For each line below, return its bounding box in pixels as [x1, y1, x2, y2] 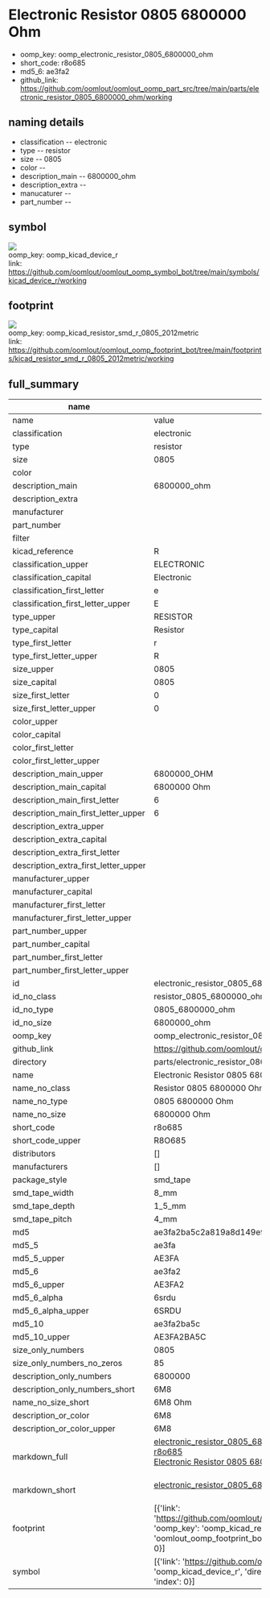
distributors [12, 1148, 56, 1160]
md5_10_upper [12, 1331, 70, 1343]
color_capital [12, 729, 61, 741]
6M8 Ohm [153, 1397, 192, 1408]
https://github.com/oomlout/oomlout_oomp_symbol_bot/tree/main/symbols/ [8, 267, 260, 276]
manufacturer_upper [12, 873, 90, 884]
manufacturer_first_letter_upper [12, 912, 132, 924]
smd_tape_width [12, 1187, 74, 1198]
